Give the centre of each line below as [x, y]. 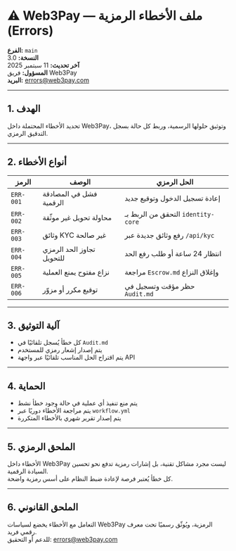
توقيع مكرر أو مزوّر [70, 289]
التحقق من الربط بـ [152, 214]
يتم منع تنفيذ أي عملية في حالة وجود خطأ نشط [78, 403]
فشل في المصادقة [70, 194]
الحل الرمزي [175, 182]
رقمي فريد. [22, 531]
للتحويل [54, 258]
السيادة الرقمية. [28, 471]
